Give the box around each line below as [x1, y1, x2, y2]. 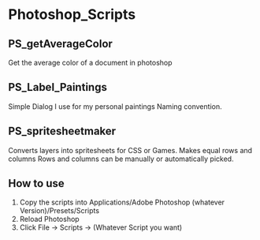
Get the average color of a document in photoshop [8, 58, 173, 67]
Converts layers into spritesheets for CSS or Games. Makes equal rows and [8, 145, 253, 155]
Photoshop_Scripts [8, 6, 136, 24]
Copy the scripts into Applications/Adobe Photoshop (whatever [19, 197, 225, 207]
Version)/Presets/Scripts [19, 206, 100, 216]
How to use [8, 177, 65, 190]
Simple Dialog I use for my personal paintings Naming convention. [8, 101, 222, 111]
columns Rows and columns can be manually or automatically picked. [8, 154, 234, 163]
